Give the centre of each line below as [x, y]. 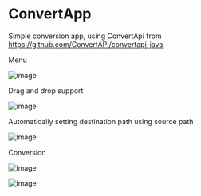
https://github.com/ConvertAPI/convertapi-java [86, 44]
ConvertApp [50, 14]
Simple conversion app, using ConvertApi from [85, 36]
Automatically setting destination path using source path [101, 121]
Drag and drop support [46, 90]
